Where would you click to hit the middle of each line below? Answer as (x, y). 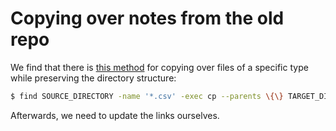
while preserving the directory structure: (93, 78)
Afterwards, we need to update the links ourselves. (115, 115)
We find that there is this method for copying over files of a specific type (159, 67)
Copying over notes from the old (147, 18)
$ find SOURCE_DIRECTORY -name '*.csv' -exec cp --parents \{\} (147, 96)
